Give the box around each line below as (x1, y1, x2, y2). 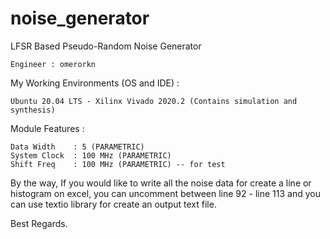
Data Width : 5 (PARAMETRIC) (10, 142, 145, 152)
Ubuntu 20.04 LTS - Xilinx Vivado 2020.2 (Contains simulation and (10, 96, 298, 106)
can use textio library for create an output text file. (10, 198, 217, 210)
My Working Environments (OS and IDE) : (10, 77, 180, 89)
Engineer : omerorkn (10, 59, 97, 69)
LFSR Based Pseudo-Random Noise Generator (10, 40, 202, 52)
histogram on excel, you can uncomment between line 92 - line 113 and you (10, 187, 321, 199)
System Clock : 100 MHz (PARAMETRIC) (10, 150, 172, 161)
